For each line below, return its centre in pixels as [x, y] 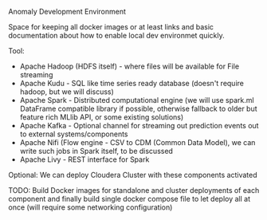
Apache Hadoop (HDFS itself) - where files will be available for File [130, 66]
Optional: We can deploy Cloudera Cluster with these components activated [133, 175]
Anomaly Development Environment [67, 12]
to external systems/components [74, 134]
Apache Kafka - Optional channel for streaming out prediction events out [139, 126]
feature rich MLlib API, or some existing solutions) [102, 117]
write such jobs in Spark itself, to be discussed [96, 151]
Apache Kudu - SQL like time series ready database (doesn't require [132, 83]
